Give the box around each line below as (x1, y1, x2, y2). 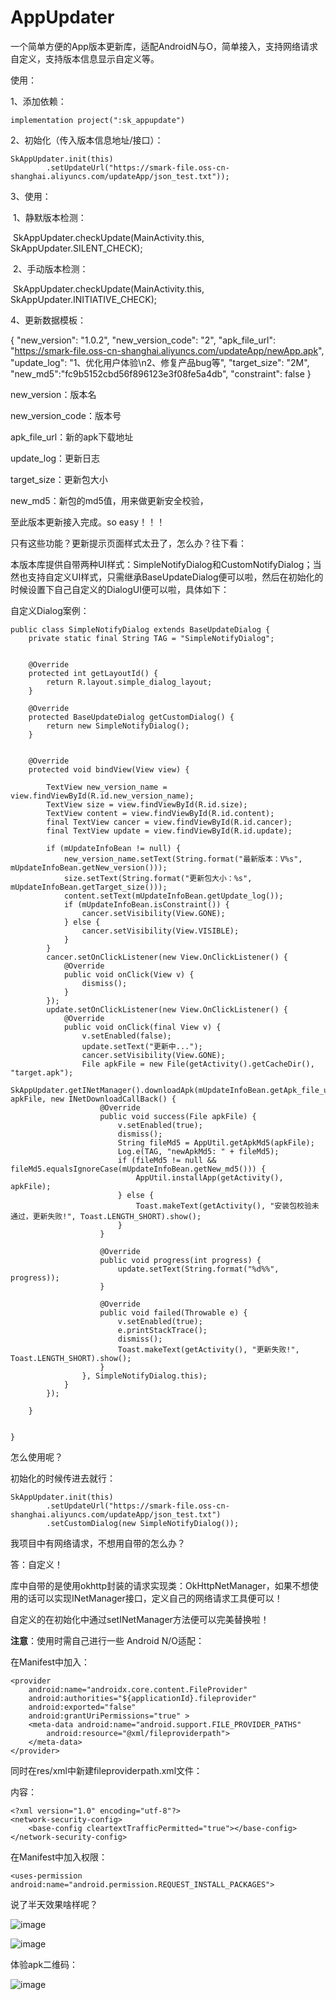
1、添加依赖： (10, 95, 67, 107)
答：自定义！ (10, 1558, 63, 1570)
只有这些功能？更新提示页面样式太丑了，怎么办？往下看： (10, 537, 247, 549)
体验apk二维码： (10, 1958, 79, 1970)
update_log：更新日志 (10, 452, 101, 464)
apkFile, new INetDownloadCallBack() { (10, 1094, 177, 1104)
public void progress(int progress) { (99, 1255, 262, 1265)
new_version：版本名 (10, 388, 97, 400)
